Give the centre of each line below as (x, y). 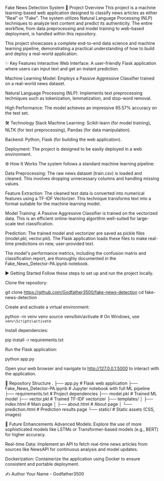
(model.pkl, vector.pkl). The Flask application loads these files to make (76, 238)
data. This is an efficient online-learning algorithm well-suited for (70, 218)
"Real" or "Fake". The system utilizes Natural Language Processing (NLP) (79, 18)
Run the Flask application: (31, 349)
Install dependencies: (27, 330)
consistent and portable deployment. (42, 464)
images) (13, 415)
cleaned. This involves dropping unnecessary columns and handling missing (82, 179)
